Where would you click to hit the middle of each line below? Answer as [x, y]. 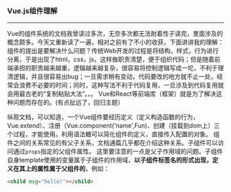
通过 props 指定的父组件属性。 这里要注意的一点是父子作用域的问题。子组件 [118, 151]
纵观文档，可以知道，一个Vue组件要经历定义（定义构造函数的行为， [103, 117]
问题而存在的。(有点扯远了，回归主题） [68, 103]
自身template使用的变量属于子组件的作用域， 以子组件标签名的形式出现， [110, 160]
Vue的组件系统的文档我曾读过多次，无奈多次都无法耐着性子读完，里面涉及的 [115, 34]
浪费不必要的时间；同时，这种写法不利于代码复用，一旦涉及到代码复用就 [121, 85]
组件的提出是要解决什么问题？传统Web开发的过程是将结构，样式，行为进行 [113, 51]
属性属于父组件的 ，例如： [73, 169]
